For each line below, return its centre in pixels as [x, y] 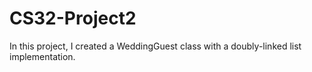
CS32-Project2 [73, 18]
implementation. [42, 56]
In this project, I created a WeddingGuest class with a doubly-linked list [155, 46]
